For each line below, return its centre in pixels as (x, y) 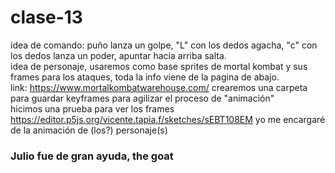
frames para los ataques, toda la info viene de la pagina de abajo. (145, 77)
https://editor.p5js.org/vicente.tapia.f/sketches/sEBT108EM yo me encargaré (168, 119)
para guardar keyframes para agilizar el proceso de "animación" (142, 98)
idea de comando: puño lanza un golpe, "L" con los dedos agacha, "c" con (164, 45)
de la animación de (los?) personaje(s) (89, 130)
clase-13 (46, 17)
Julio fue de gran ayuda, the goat (92, 156)
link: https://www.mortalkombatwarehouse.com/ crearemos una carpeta (159, 87)
